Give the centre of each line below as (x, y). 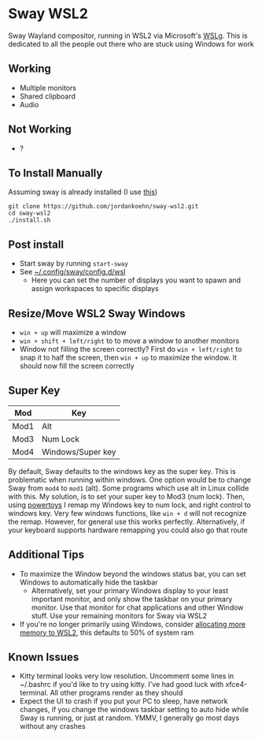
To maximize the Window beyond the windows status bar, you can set (133, 573)
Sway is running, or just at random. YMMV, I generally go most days (129, 718)
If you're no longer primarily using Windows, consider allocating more (133, 624)
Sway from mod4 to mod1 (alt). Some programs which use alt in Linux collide (129, 488)
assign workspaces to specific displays (95, 289)
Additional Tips (46, 555)
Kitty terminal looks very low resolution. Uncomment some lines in (127, 676)
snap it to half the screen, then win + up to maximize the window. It (128, 357)
